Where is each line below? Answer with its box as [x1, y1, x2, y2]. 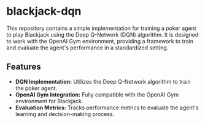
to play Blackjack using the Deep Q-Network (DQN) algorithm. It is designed [6, 31, 199, 38]
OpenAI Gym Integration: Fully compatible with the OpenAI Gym [15, 90, 179, 98]
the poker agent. [15, 84, 57, 92]
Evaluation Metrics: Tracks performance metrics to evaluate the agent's [15, 104, 199, 111]
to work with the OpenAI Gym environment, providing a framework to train [6, 37, 193, 45]
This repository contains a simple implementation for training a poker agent [6, 24, 196, 32]
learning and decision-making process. [15, 110, 115, 117]
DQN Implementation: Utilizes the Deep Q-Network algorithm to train [15, 78, 191, 85]
